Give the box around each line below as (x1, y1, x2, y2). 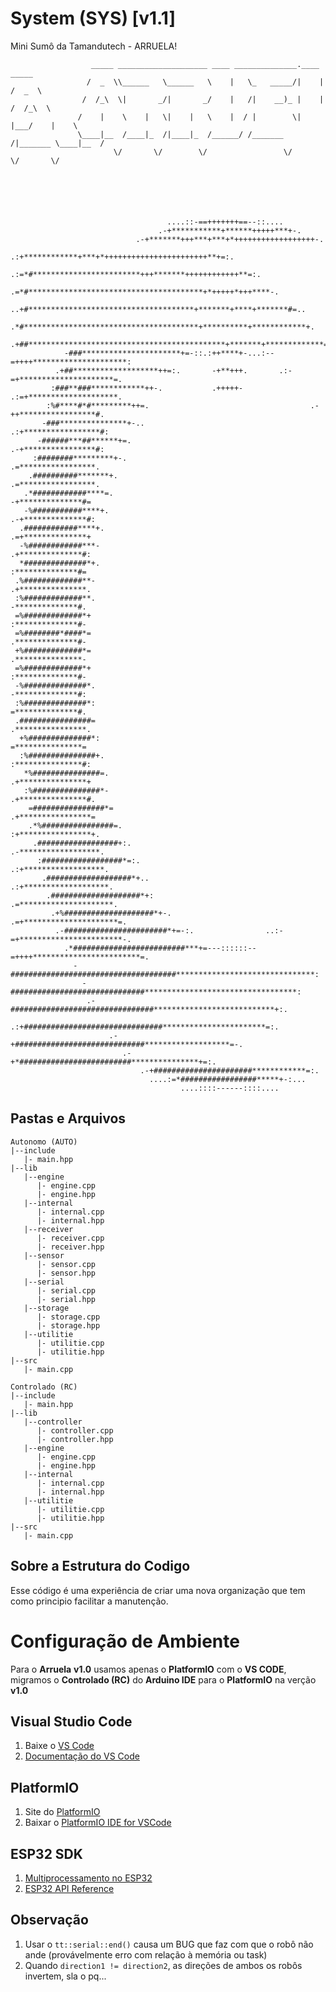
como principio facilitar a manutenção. (10, 1595, 169, 1607)
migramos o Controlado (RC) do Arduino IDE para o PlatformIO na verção (10, 1673, 317, 1686)
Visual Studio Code (10, 1713, 133, 1730)
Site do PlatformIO (24, 1806, 101, 1818)
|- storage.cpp (36, 1312, 101, 1322)
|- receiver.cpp (36, 1233, 105, 1243)
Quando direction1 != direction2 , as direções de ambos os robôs (24, 1959, 303, 1971)
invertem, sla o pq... (24, 1970, 107, 1982)
